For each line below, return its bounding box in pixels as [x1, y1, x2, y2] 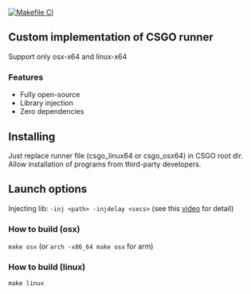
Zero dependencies [19, 107, 84, 116]
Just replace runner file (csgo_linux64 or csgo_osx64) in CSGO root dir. [8, 151, 243, 160]
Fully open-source [19, 90, 80, 100]
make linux [8, 280, 45, 288]
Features [8, 72, 44, 83]
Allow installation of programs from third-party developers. [8, 159, 202, 169]
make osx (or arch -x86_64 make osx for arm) [8, 241, 154, 251]
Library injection [19, 98, 73, 108]
